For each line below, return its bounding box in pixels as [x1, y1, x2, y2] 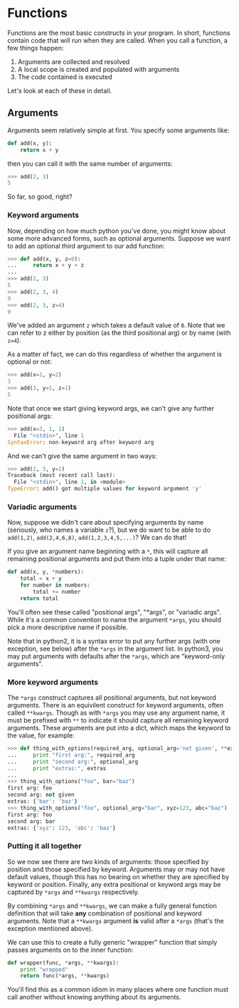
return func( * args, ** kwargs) [20, 972, 110, 980]
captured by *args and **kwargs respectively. [7, 888, 140, 896]
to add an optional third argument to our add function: [7, 241, 165, 250]
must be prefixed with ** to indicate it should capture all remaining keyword [7, 716, 229, 725]
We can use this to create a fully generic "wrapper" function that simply [7, 938, 218, 946]
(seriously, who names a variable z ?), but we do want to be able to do [7, 525, 211, 535]
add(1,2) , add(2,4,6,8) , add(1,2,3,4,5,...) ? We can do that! [7, 533, 187, 542]
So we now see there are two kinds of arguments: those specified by [7, 857, 209, 866]
